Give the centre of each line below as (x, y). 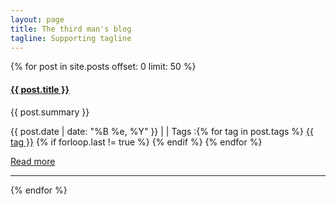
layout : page (37, 19)
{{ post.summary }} (50, 112)
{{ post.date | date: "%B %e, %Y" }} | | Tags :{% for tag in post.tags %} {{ (162, 131)
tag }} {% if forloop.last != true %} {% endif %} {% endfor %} (136, 142)
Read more (33, 161)
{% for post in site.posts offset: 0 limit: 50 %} (103, 67)
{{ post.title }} (40, 89)
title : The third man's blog (71, 29)
